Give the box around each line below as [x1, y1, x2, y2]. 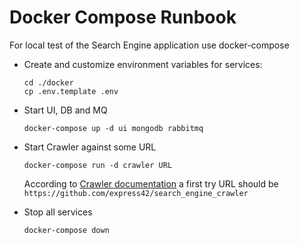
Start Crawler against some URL [23, 141, 157, 153]
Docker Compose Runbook [9, 6, 237, 29]
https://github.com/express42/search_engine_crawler [23, 188, 249, 198]
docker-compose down [23, 225, 110, 235]
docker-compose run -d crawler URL [23, 160, 173, 170]
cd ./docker [23, 77, 74, 88]
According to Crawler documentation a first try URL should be [23, 177, 279, 190]
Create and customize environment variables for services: [23, 58, 263, 70]
